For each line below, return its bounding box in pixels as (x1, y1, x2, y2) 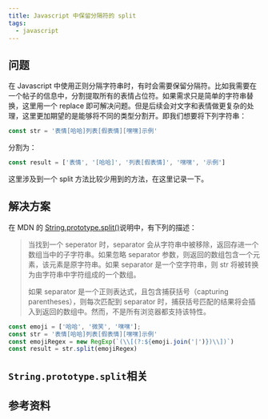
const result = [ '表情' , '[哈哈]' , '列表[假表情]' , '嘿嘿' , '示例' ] (8, 159, 226, 167)
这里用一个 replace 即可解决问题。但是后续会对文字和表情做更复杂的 (22, 101, 248, 111)
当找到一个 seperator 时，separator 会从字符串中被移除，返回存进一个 (27, 240, 259, 249)
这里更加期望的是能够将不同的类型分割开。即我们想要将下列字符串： (22, 111, 246, 121)
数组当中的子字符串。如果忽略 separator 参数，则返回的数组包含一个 (27, 249, 254, 259)
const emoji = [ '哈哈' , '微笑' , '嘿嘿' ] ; (8, 322, 142, 331)
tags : (8, 19, 26, 27)
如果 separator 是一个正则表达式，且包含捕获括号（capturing (27, 286, 230, 296)
